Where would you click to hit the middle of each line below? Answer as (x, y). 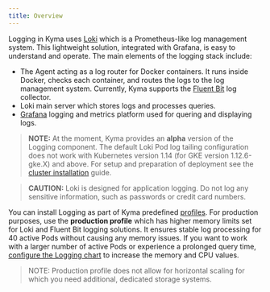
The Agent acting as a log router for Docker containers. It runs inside (134, 71)
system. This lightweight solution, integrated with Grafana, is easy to (122, 47)
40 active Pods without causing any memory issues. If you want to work (128, 237)
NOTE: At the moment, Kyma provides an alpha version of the (131, 138)
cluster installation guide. (70, 172)
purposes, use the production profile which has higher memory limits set (130, 220)
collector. (35, 97)
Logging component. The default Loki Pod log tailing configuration (138, 146)
